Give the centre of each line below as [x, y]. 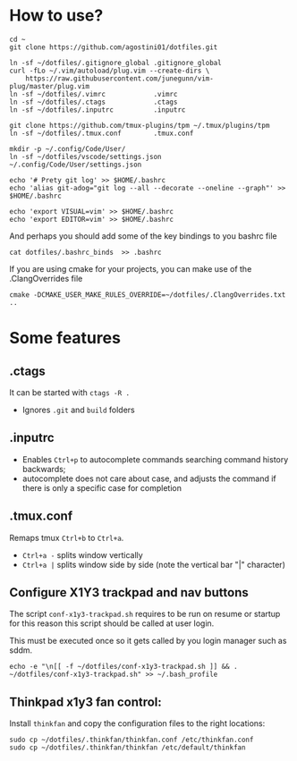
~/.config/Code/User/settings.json [76, 165]
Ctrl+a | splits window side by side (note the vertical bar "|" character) [154, 564]
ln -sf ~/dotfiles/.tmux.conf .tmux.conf [102, 133]
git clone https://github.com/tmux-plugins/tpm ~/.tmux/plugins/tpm [140, 125]
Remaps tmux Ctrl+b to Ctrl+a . [67, 537]
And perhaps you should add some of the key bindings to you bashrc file [143, 236]
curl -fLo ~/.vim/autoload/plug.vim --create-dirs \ [110, 71]
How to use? [56, 16]
